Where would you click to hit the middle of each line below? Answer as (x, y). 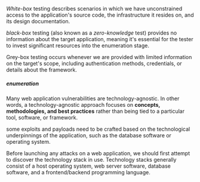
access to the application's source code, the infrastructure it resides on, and (100, 15)
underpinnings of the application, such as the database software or (89, 135)
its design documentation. (38, 21)
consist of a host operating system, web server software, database (89, 166)
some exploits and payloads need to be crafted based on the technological (98, 129)
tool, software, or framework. (42, 117)
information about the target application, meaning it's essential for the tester (100, 39)
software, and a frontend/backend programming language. (78, 172)
